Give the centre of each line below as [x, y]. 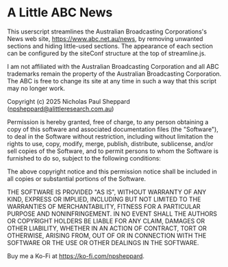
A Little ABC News [60, 13]
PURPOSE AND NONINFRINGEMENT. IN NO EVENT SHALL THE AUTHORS [112, 214]
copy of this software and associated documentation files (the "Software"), [113, 129]
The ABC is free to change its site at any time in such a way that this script [112, 81]
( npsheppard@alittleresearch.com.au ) [61, 109]
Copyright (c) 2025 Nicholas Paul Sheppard [68, 101]
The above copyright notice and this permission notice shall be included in [112, 171]
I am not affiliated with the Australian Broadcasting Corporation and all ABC [113, 66]
